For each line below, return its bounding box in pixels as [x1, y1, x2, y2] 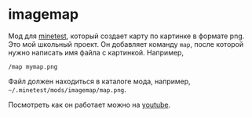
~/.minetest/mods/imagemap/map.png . [8, 84, 127, 94]
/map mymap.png [8, 62, 58, 71]
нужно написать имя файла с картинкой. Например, [8, 48, 184, 57]
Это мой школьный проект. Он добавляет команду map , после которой [8, 39, 244, 48]
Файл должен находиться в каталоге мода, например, [8, 76, 191, 86]
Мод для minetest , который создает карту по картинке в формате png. [8, 31, 245, 41]
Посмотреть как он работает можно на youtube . [8, 100, 171, 109]
